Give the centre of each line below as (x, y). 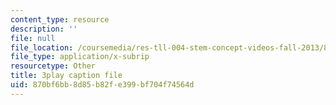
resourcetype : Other (53, 66)
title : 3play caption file (66, 76)
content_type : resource (60, 19)
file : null (33, 38)
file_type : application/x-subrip (80, 57)
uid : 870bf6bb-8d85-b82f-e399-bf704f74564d (102, 85)
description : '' (44, 29)
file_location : (42, 47)
